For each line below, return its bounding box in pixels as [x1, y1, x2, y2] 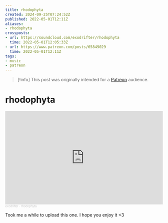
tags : [5, 53, 16, 59]
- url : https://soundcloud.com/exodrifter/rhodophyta [5, 35, 120, 40]
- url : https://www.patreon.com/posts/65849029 [5, 44, 106, 49]
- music [5, 58, 21, 63]
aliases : [5, 21, 23, 26]
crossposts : [5, 30, 30, 35]
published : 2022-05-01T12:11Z [5, 16, 68, 21]
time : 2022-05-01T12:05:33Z [9, 40, 68, 45]
